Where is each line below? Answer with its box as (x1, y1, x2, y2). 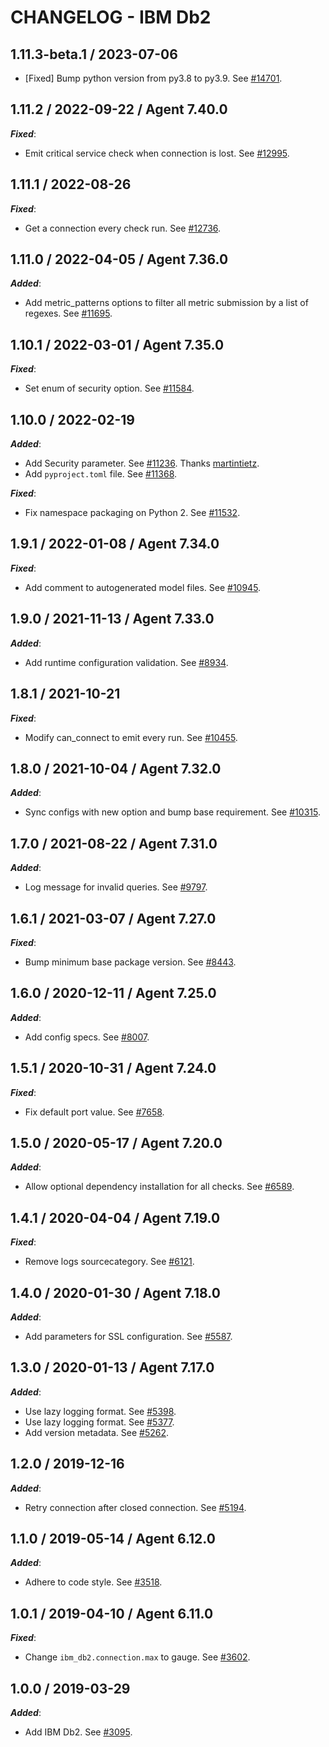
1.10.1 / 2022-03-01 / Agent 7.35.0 (10, 336, 225, 353)
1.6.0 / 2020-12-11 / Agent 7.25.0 (10, 985, 217, 1002)
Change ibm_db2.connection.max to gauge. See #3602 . (24, 1651, 251, 1663)
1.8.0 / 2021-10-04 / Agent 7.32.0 (10, 760, 222, 777)
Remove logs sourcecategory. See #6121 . (24, 1256, 195, 1268)
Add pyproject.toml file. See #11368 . (24, 468, 178, 480)
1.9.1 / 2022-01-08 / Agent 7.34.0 (10, 536, 220, 553)
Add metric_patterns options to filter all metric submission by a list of (24, 297, 309, 309)
